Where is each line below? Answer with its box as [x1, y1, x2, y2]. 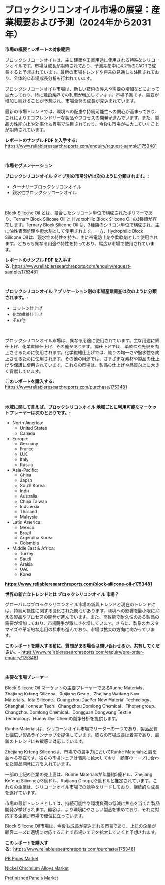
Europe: [12, 435, 28, 441]
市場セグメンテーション [5, 162, 53, 168]
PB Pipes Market [5, 855, 39, 861]
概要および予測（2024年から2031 [14, 17, 151, 28]
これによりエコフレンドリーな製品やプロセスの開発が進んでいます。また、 [5, 114, 155, 121]
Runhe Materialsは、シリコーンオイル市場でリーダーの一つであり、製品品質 [5, 726, 158, 731]
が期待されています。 [5, 126, 48, 133]
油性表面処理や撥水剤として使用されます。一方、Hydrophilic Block [9, 228, 143, 234]
